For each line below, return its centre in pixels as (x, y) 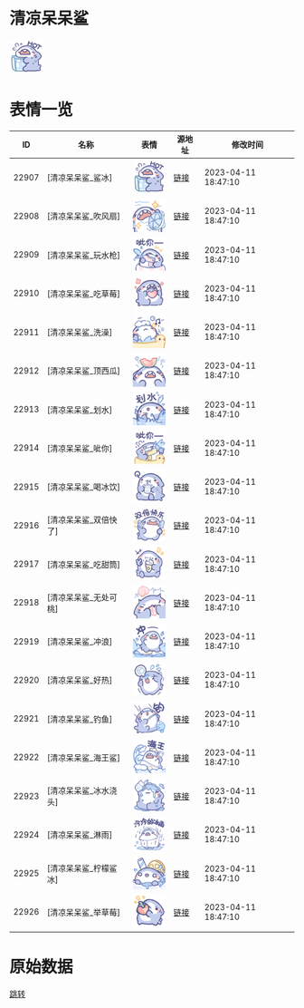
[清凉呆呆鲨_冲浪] (80, 642)
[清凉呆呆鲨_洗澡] (80, 333)
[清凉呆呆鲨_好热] (80, 680)
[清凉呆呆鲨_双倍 (78, 520)
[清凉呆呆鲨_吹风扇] (83, 216)
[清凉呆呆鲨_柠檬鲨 (82, 867)
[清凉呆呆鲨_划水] (80, 410)
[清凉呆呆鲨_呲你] (80, 448)
